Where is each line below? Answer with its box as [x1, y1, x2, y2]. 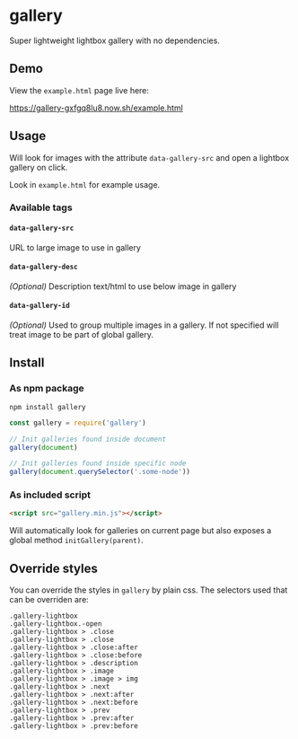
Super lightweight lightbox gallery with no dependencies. [9, 35, 220, 46]
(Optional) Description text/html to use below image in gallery [9, 280, 237, 292]
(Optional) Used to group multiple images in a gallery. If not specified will [9, 320, 279, 330]
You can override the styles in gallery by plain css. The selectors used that [9, 585, 288, 595]
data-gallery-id [9, 302, 70, 311]
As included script [9, 488, 92, 501]
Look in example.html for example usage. [9, 179, 161, 189]
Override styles [9, 560, 99, 576]
